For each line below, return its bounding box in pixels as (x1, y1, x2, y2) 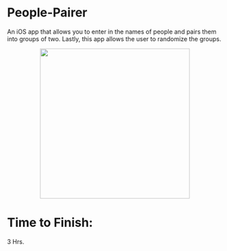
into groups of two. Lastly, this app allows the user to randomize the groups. (7, 34, 222, 43)
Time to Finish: (7, 215, 94, 230)
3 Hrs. (7, 237, 25, 246)
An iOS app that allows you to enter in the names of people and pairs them (7, 27, 217, 36)
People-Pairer (7, 5, 88, 21)
